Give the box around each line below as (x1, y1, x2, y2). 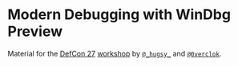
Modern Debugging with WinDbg (7, 6, 232, 24)
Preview (7, 22, 63, 41)
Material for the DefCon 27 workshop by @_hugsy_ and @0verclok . (7, 49, 222, 58)
